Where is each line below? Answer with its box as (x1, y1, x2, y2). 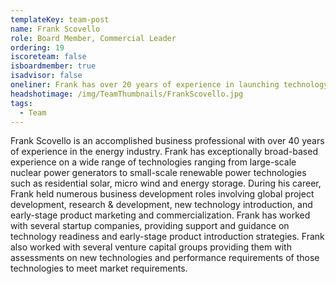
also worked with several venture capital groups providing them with (10, 241, 292, 253)
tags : (10, 98, 33, 108)
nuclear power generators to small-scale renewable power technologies (10, 167, 307, 179)
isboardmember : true (10, 61, 97, 71)
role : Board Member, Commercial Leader (10, 33, 177, 43)
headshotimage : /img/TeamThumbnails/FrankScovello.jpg (10, 89, 244, 99)
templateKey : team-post (10, 14, 110, 25)
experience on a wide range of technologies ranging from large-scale (10, 156, 297, 168)
